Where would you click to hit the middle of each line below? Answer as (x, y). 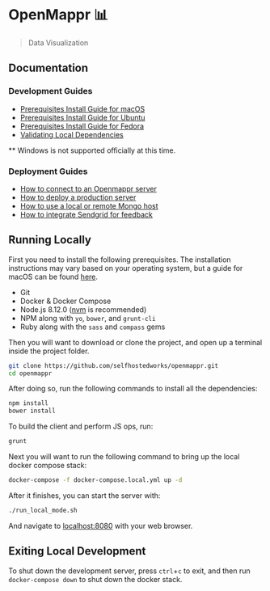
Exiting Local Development (77, 551)
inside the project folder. (49, 351)
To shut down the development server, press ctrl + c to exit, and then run (129, 571)
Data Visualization (58, 42)
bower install (32, 411)
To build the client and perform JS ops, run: (81, 426)
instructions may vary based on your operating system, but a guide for (126, 268)
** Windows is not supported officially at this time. (92, 150)
